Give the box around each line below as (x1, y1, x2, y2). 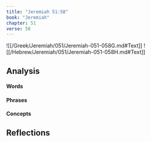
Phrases (6, 96, 28, 103)
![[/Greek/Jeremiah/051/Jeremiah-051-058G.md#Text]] (6, 42, 143, 49)
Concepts (6, 110, 31, 117)
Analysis (6, 66, 40, 76)
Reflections (6, 128, 51, 138)
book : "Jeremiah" (6, 14, 50, 20)
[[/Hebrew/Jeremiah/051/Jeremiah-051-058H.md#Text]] (6, 49, 146, 56)
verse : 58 (6, 25, 31, 32)
